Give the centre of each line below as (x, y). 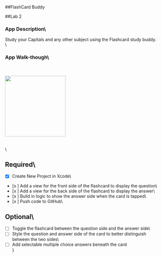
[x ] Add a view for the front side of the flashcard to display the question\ (84, 186)
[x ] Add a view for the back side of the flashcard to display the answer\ (83, 191)
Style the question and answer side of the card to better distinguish (79, 234)
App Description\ (25, 29)
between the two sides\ (35, 240)
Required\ (20, 164)
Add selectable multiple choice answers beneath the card (69, 244)
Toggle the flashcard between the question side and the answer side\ (81, 228)
